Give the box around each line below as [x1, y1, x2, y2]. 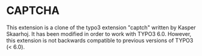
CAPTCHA [6, 4, 60, 18]
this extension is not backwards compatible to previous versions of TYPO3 [6, 37, 193, 44]
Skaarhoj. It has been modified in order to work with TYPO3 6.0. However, [6, 30, 192, 37]
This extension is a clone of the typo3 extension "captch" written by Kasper [6, 24, 196, 31]
